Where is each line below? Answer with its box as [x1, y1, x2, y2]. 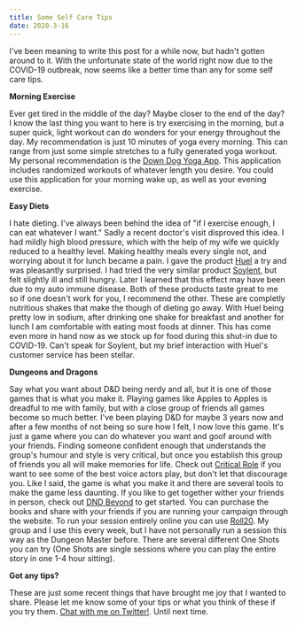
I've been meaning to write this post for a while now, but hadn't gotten [9, 45, 265, 56]
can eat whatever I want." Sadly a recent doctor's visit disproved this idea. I [9, 227, 285, 237]
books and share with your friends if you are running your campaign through [9, 505, 289, 516]
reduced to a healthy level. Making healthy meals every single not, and [9, 245, 268, 257]
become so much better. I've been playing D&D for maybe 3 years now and [9, 412, 284, 422]
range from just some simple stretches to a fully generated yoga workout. [9, 145, 277, 156]
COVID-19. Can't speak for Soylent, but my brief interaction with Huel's [9, 340, 269, 351]
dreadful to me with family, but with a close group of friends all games [9, 402, 265, 413]
